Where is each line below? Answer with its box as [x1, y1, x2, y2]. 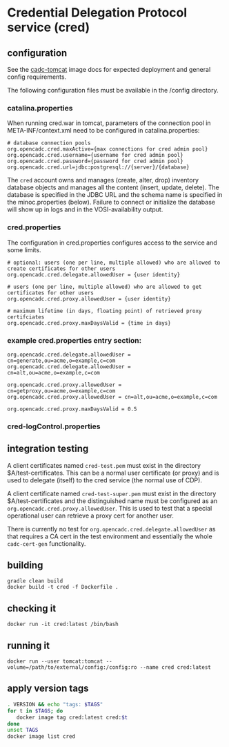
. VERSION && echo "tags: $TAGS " [7, 701, 103, 708]
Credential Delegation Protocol [7, 5, 188, 21]
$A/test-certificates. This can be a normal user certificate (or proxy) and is [7, 469, 219, 477]
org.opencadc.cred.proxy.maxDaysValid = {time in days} [7, 319, 171, 326]
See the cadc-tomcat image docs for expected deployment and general [7, 66, 211, 73]
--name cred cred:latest [139, 664, 212, 671]
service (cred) [7, 19, 90, 35]
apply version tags [7, 683, 89, 694]
